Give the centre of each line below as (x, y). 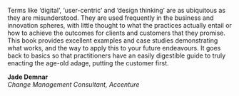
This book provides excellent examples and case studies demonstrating (113, 41)
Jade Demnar (28, 77)
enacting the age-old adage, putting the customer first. (88, 63)
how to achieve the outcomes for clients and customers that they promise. (117, 33)
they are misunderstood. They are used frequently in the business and (111, 18)
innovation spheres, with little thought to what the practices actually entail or (119, 25)
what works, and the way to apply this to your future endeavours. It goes (114, 48)
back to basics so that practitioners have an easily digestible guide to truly (117, 55)
